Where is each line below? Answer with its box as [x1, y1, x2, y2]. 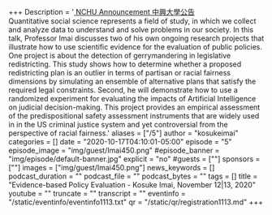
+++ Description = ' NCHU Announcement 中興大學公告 [8, 7, 195, 16]
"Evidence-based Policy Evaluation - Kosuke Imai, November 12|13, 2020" [8, 180, 256, 189]
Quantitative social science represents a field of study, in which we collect [8, 16, 257, 26]
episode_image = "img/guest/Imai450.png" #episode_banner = [8, 145, 220, 155]
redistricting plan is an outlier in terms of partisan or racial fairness [8, 68, 231, 77]
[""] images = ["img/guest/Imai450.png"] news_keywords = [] [8, 163, 215, 172]
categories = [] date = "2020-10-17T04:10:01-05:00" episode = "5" [8, 137, 233, 146]
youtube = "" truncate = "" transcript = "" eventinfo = [8, 189, 187, 198]
